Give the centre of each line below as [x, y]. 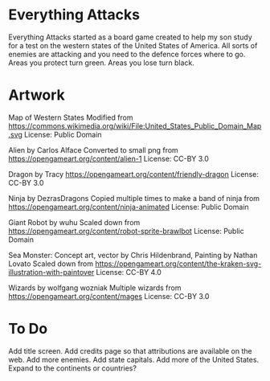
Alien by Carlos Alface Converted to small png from [93, 150]
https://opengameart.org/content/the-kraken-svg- [178, 264]
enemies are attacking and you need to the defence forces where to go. [127, 54]
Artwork [37, 95]
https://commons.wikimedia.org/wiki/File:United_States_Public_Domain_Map [135, 125]
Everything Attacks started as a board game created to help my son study [131, 37]
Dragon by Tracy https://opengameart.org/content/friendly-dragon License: [133, 174]
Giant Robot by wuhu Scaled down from [74, 222]
